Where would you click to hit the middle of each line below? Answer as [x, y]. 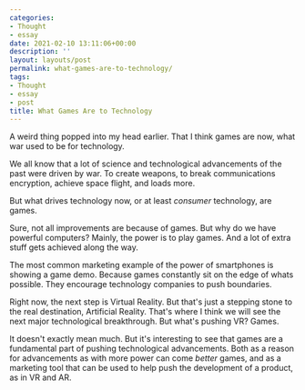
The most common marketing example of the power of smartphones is [142, 265]
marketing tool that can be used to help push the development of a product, [152, 368]
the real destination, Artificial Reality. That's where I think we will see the [145, 312]
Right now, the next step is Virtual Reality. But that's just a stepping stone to [151, 302]
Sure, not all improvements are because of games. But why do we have [143, 228]
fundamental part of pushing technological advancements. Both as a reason [152, 349]
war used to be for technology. [67, 146]
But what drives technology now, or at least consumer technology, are [141, 201]
